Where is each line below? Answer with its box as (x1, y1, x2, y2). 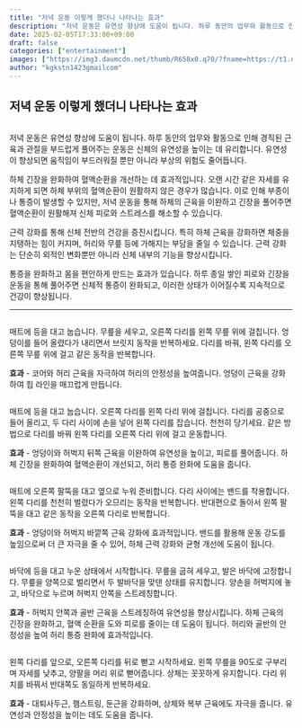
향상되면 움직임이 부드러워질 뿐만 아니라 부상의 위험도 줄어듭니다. (18, 155, 247, 165)
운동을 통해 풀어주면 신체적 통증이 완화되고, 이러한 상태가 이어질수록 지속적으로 (9, 280, 286, 290)
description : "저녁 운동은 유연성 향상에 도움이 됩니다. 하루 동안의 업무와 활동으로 (9, 22, 285, 31)
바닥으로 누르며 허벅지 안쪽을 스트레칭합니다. (21, 588, 178, 599)
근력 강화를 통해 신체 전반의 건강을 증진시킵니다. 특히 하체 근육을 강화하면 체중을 (9, 226, 290, 237)
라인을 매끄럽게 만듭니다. (35, 378, 123, 389)
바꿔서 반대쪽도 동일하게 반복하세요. (25, 679, 151, 689)
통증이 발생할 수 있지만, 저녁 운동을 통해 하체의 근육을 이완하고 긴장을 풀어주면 (18, 196, 292, 207)
